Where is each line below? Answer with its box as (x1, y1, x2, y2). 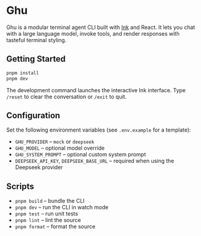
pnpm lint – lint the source (15, 217, 81, 224)
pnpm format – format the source (15, 223, 96, 230)
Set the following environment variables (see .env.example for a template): (6, 126, 191, 133)
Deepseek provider (15, 164, 64, 171)
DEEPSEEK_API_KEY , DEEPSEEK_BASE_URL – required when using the (15, 158, 174, 165)
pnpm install (6, 70, 39, 76)
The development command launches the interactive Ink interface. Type (6, 86, 186, 94)
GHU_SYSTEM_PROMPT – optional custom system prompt (15, 151, 147, 158)
